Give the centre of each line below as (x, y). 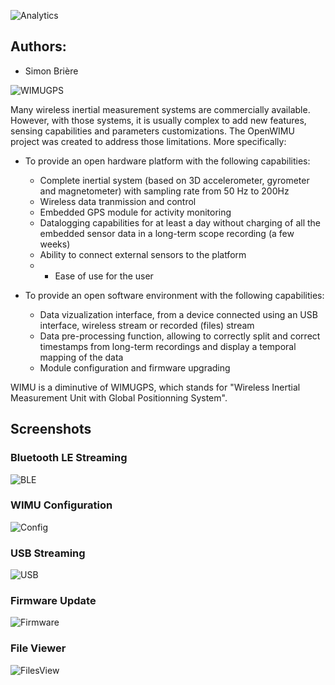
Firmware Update (53, 601)
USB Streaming (48, 553)
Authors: (38, 46)
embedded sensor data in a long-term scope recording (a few (167, 233)
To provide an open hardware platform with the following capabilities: (167, 161)
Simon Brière (51, 71)
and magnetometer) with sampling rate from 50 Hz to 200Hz (164, 191)
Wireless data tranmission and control (118, 201)
